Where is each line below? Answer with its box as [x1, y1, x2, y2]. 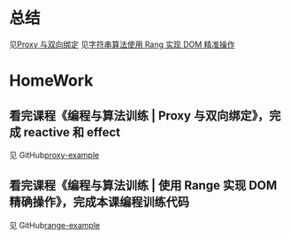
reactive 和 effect [23, 125, 121, 140]
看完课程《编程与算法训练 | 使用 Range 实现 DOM [9, 178, 278, 193]
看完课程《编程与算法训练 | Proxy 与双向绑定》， [9, 108, 270, 123]
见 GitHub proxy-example [9, 150, 100, 160]
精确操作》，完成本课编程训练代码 [9, 195, 190, 210]
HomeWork [9, 71, 94, 91]
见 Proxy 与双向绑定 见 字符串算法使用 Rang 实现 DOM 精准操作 [9, 39, 236, 50]
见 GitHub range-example [9, 220, 100, 230]
